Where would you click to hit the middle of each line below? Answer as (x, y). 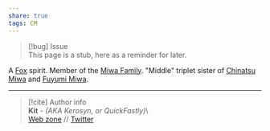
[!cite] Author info (57, 102)
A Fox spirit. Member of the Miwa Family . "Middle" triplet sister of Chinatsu (132, 70)
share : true (28, 16)
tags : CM (23, 23)
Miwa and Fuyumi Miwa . (49, 79)
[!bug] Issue (48, 46)
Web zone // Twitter (61, 119)
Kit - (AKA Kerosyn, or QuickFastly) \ (88, 110)
